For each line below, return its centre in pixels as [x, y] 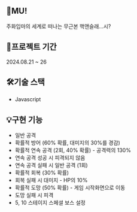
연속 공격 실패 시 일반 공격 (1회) [51, 165]
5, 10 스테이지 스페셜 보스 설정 [50, 203]
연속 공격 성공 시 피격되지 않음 [50, 158]
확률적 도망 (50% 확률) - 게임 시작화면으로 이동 [70, 188]
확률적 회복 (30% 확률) [42, 173]
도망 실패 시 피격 [34, 195]
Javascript [28, 99]
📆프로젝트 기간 [31, 47]
